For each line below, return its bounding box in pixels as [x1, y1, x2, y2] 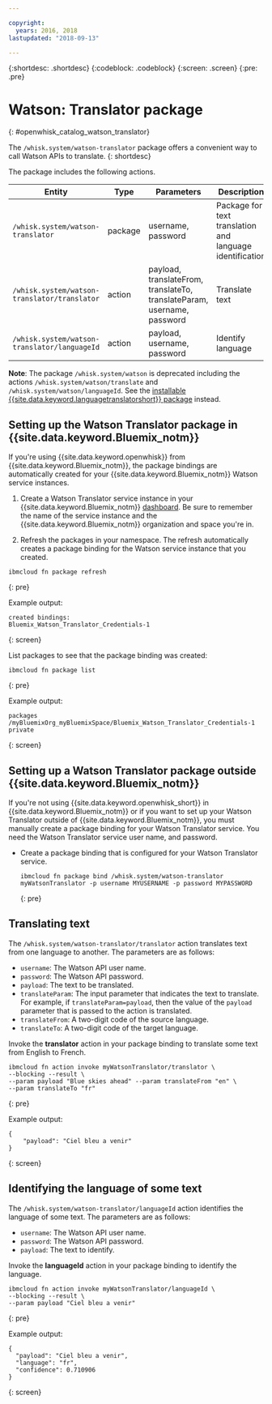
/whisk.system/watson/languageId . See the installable [8, 386, 186, 395]
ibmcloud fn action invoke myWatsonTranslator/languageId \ [8, 1285, 216, 1293]
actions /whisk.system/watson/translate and [8, 378, 159, 387]
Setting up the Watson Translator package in [8, 418, 238, 432]
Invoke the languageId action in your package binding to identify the [8, 1261, 237, 1270]
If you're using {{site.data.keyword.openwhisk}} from [8, 452, 186, 462]
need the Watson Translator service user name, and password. [8, 832, 218, 842]
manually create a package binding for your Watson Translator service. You [8, 823, 260, 833]
